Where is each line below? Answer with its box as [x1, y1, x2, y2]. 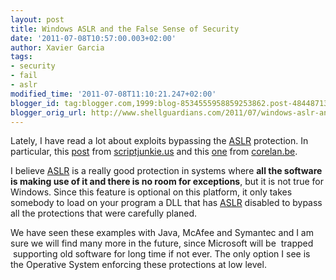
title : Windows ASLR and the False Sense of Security [10, 24, 240, 34]
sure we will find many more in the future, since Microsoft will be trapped [10, 237, 314, 250]
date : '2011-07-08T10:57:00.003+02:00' [10, 33, 177, 43]
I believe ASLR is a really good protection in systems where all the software [10, 165, 323, 177]
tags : [10, 52, 33, 62]
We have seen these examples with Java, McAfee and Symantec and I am [10, 227, 314, 239]
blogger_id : [10, 98, 60, 108]
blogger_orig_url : [10, 107, 87, 118]
